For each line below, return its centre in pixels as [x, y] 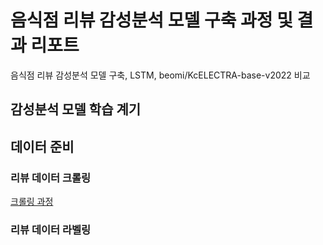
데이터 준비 [42, 146]
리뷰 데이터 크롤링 [51, 178]
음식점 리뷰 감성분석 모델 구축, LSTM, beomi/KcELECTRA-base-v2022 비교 [160, 75]
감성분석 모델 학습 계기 [76, 109]
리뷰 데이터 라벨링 [51, 229]
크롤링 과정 [32, 202]
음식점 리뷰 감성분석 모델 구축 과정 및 [151, 20]
